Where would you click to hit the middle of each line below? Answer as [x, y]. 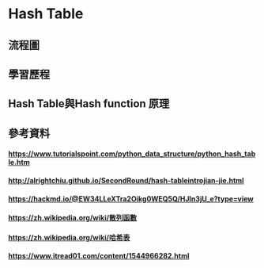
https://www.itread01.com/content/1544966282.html [99, 256]
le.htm [19, 163]
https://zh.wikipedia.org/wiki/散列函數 [72, 218]
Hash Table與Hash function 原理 [89, 104]
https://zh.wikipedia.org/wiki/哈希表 [69, 237]
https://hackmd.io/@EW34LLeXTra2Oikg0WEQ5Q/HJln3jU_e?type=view [131, 198]
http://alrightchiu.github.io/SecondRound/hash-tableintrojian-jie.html [126, 180]
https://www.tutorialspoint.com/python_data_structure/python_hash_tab [132, 154]
